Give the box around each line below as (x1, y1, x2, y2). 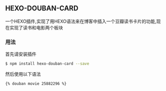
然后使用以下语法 (5, 71, 41, 77)
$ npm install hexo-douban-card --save (5, 61, 90, 67)
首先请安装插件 (5, 51, 36, 57)
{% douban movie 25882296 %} (5, 81, 67, 86)
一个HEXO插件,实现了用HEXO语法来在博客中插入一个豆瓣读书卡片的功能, (5, 18, 157, 24)
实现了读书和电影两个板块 (9, 24, 63, 31)
